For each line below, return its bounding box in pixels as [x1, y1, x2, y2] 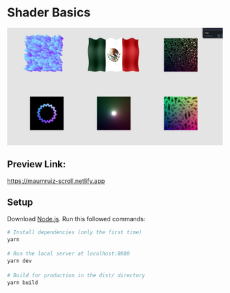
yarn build [7, 279, 38, 286]
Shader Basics [7, 5, 91, 20]
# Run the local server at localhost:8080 [7, 251, 130, 257]
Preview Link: [7, 158, 66, 170]
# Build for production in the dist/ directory [7, 272, 146, 279]
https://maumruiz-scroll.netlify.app [7, 176, 105, 185]
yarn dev [7, 257, 32, 264]
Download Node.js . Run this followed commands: [7, 214, 146, 223]
